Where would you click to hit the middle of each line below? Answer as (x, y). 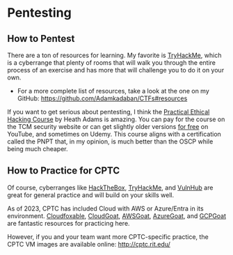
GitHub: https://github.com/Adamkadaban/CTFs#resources (102, 98)
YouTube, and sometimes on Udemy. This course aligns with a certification (114, 134)
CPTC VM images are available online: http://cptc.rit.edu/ (89, 244)
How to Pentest (41, 39)
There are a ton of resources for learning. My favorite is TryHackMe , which (114, 55)
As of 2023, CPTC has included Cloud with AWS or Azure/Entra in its (105, 208)
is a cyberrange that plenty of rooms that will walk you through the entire (111, 63)
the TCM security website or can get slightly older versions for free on (108, 126)
